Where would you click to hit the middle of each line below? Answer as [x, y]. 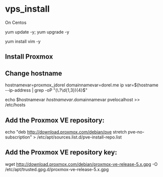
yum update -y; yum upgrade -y [37, 32]
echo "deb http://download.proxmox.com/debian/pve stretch [66, 132]
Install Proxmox [29, 57]
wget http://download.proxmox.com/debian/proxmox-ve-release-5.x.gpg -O [81, 164]
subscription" [19, 137]
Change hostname [34, 73]
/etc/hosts [15, 105]
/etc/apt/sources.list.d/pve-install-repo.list [80, 137]
